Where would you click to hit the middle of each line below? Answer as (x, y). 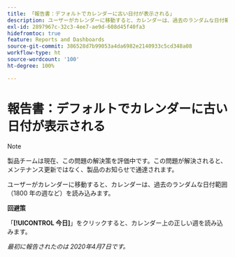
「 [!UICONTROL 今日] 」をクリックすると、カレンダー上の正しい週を (106, 223)
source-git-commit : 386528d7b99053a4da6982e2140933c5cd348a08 (100, 46)
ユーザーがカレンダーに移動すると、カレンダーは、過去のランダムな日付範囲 (117, 184)
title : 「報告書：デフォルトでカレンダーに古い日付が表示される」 (91, 14)
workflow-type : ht (34, 53)
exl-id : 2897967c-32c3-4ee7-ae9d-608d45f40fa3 (76, 27)
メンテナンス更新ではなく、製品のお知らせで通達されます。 (93, 169)
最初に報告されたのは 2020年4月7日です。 (68, 246)
